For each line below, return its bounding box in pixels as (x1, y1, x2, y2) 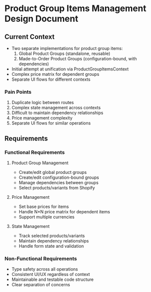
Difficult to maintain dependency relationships (11, 110, 104, 116)
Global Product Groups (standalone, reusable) (18, 51, 111, 56)
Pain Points (4, 88, 32, 95)
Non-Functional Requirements (4, 255, 77, 262)
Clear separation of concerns (11, 282, 71, 288)
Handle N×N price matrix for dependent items (18, 208, 110, 214)
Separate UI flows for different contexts (11, 76, 91, 82)
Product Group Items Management (4, 3, 147, 14)
